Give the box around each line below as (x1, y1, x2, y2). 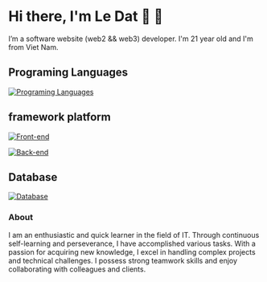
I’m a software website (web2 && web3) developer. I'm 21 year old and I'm (8, 34, 253, 43)
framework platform (8, 110, 111, 124)
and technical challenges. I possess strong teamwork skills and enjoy (8, 255, 238, 265)
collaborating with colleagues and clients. (8, 264, 146, 274)
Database (8, 170, 58, 184)
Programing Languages (8, 66, 129, 80)
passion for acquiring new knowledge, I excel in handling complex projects (8, 247, 256, 256)
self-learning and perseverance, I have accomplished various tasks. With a (8, 239, 256, 248)
